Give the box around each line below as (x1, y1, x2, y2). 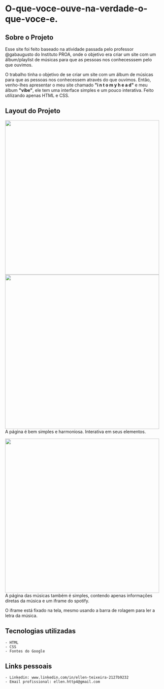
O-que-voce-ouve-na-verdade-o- (5, 3, 148, 14)
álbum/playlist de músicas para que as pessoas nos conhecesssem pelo (5, 57, 152, 62)
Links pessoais (5, 662, 52, 671)
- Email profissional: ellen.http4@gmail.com (5, 680, 100, 685)
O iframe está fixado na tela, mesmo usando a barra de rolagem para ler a (5, 607, 155, 613)
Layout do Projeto (5, 107, 61, 115)
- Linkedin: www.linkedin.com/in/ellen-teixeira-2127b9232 (5, 675, 129, 680)
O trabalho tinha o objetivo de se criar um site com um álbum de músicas (5, 72, 154, 77)
